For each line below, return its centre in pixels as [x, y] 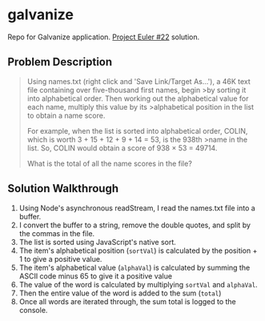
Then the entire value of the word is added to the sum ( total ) [120, 293]
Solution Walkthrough [63, 189]
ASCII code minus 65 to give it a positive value [96, 276]
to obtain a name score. [66, 115]
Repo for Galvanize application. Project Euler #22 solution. [104, 37]
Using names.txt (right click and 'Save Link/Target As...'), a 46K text [139, 81]
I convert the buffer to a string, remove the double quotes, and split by [135, 225]
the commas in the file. [57, 233]
